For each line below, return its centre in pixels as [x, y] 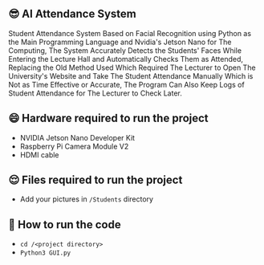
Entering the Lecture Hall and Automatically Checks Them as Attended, [126, 59]
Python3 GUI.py [45, 253]
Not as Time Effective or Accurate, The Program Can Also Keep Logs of [126, 84]
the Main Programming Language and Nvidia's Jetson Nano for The [120, 42]
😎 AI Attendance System [72, 14]
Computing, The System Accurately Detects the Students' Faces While [125, 50]
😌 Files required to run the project [95, 180]
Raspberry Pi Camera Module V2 [74, 146]
